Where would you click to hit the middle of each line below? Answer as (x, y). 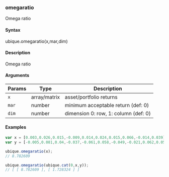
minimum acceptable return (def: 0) (107, 105)
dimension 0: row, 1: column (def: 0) (108, 113)
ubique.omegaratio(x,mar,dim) (36, 41)
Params (17, 88)
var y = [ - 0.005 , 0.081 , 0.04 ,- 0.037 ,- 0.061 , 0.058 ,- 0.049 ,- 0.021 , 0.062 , (81, 142)
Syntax (13, 30)
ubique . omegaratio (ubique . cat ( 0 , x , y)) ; (47, 165)
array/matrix (46, 97)
